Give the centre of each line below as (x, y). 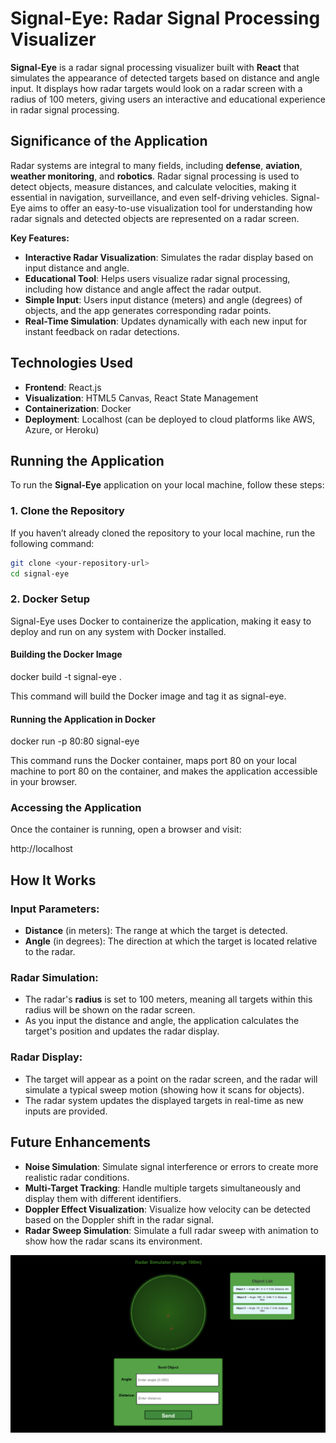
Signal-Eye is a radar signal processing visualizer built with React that (155, 67)
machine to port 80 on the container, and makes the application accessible (164, 771)
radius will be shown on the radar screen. (110, 1010)
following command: (52, 543)
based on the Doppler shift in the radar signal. (119, 1219)
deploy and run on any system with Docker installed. (118, 631)
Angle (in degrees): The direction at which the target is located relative (171, 941)
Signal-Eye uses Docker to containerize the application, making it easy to (161, 621)
